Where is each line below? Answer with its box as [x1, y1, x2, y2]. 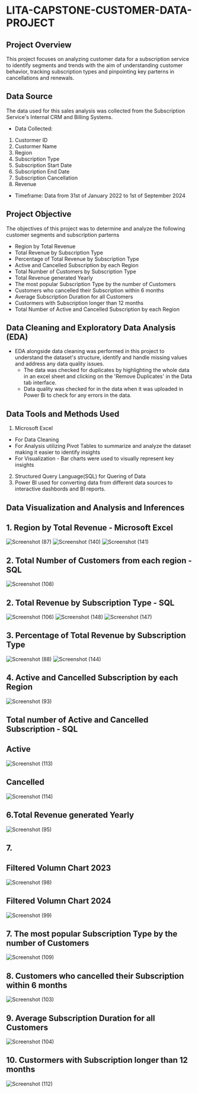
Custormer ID [14, 136, 48, 143]
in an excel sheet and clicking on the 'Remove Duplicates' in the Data [23, 373, 193, 380]
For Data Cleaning [14, 436, 59, 443]
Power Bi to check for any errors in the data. [23, 392, 132, 399]
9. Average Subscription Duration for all [6, 1013, 155, 1023]
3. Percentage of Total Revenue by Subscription [6, 630, 186, 640]
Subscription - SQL [6, 724, 78, 735]
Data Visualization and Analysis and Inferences [6, 502, 185, 512]
